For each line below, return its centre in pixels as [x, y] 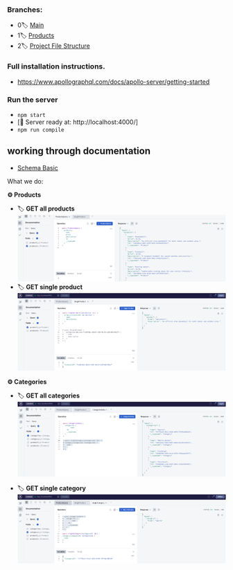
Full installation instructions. [56, 66]
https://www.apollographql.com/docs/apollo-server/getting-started [113, 82]
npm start [32, 115]
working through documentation [79, 151]
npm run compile [41, 130]
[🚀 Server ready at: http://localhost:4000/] [78, 122]
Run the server [33, 100]
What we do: [25, 181]
